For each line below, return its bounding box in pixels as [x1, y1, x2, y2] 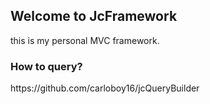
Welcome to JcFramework [10, 8, 178, 25]
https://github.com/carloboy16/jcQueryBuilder [10, 82, 200, 94]
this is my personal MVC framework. [10, 34, 160, 46]
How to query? [10, 59, 83, 73]
